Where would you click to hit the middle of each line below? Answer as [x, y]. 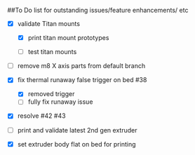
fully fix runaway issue [60, 102]
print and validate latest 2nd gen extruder [77, 130]
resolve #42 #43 [41, 116]
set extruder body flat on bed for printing [76, 144]
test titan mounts [52, 52]
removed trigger [51, 94]
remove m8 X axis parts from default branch [81, 66]
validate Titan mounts [49, 23]
